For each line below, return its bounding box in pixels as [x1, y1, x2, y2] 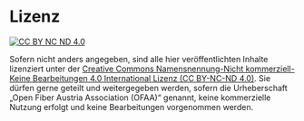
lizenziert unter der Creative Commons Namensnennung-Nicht [9, 63, 244, 74]
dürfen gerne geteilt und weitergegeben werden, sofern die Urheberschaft [9, 82, 288, 93]
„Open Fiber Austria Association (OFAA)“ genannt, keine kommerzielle [9, 92, 271, 103]
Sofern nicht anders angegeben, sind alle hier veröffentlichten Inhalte [9, 53, 269, 64]
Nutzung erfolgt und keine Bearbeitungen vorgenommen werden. [9, 101, 254, 112]
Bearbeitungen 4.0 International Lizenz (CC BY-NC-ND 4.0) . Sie [32, 72, 270, 83]
